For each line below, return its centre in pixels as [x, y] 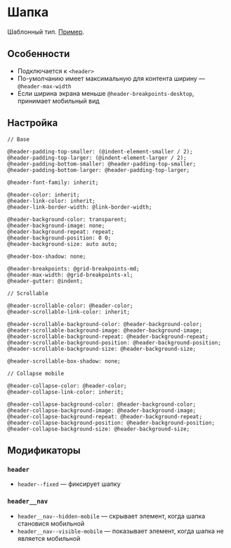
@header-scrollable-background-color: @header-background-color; [105, 324]
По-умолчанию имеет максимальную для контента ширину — [111, 78]
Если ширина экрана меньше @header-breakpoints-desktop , [106, 93]
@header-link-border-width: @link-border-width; [80, 207]
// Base [19, 139]
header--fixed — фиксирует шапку [69, 484]
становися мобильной [51, 523]
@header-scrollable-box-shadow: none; [64, 361]
